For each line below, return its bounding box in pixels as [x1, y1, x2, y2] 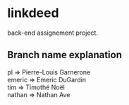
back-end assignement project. [7, 28, 99, 37]
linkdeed [7, 5, 59, 21]
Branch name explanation [7, 49, 122, 61]
